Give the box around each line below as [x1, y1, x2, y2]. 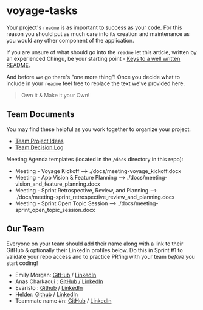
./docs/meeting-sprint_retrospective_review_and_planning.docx [15, 193, 175, 200]
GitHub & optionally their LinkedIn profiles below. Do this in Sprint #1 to [6, 246, 184, 253]
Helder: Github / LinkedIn [15, 291, 78, 298]
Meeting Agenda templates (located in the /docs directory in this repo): [6, 155, 184, 163]
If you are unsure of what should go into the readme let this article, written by [6, 48, 197, 55]
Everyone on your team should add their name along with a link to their [6, 240, 184, 247]
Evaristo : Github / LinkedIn [15, 284, 83, 291]
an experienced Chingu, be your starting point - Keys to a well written [6, 55, 181, 62]
